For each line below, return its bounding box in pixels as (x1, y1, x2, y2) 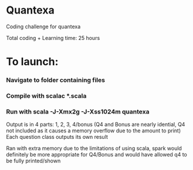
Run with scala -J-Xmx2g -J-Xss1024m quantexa (6, 107, 150, 115)
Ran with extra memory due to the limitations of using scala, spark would (6, 145, 182, 152)
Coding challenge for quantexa (6, 23, 81, 30)
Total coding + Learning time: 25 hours (6, 34, 100, 41)
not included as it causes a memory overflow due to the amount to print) (6, 127, 181, 134)
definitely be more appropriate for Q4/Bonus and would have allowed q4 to (6, 151, 188, 158)
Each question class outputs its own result (6, 134, 109, 141)
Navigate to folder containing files (6, 76, 106, 84)
